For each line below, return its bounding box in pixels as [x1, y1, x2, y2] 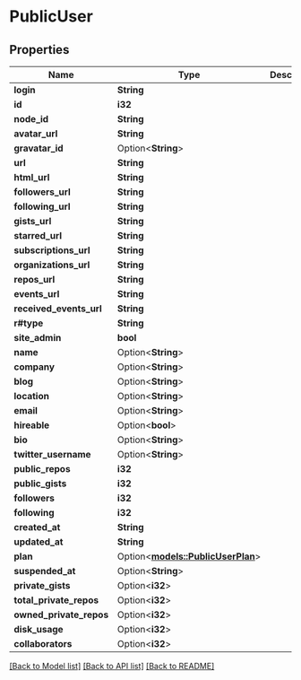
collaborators [13, 638, 73, 649]
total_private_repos [13, 594, 99, 606]
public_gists [13, 477, 67, 490]
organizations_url [13, 258, 90, 271]
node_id [13, 113, 49, 125]
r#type [13, 317, 44, 329]
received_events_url [13, 302, 103, 315]
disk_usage [13, 623, 64, 635]
